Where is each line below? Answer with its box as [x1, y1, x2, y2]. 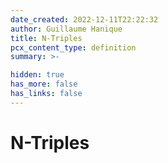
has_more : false [10, 79, 78, 90]
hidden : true [10, 70, 65, 80]
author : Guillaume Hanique [10, 24, 123, 34]
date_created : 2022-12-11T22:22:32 [10, 14, 159, 25]
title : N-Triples [10, 33, 83, 43]
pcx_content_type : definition [10, 42, 137, 53]
